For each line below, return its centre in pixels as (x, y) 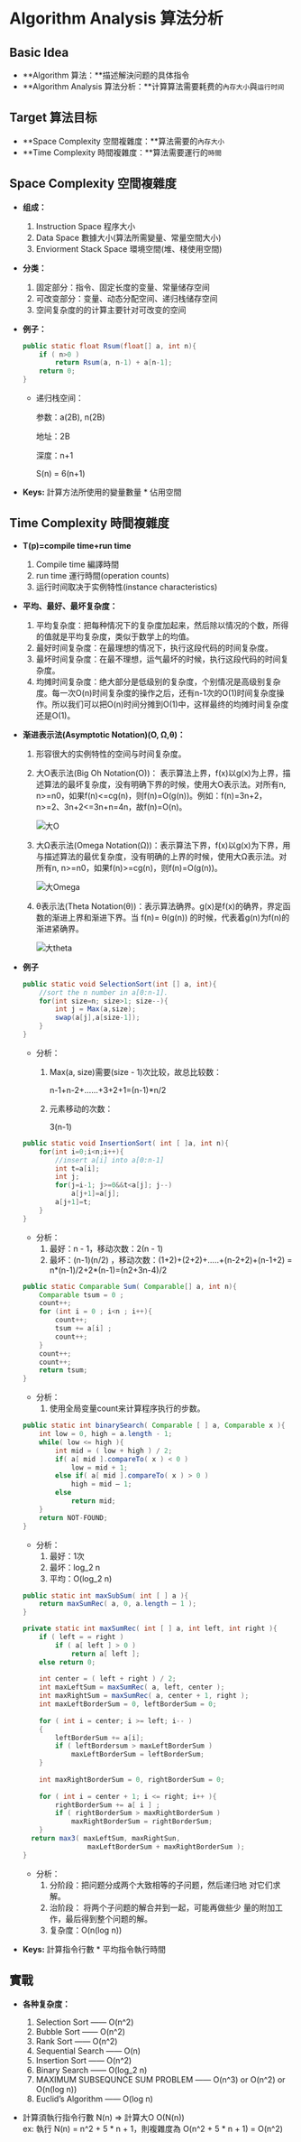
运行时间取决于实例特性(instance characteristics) (127, 587)
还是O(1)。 (55, 715)
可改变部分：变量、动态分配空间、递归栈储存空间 (127, 298)
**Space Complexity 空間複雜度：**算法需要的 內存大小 (123, 141)
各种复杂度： (46, 2004)
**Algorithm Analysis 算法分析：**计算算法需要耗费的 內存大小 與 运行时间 (153, 86)
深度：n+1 (55, 455)
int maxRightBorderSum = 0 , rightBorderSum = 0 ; (132, 1779)
